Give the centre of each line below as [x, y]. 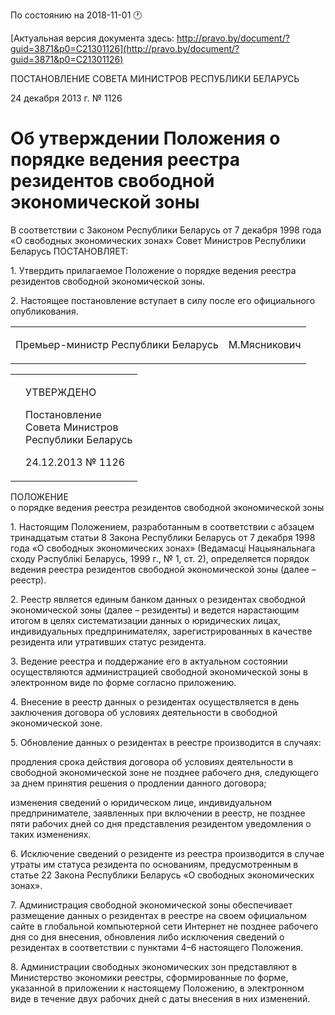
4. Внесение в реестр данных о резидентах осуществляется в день [155, 701]
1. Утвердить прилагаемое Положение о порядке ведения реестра [153, 270]
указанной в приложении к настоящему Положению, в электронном [157, 988]
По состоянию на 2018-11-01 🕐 [76, 15]
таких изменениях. [51, 834]
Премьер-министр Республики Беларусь [117, 344]
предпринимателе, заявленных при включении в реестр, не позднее [158, 813]
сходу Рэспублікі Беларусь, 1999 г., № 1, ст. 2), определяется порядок [160, 558]
